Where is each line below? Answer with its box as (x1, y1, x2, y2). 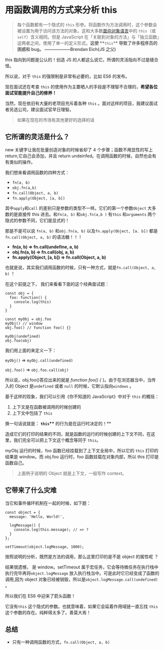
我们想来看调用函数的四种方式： (5, 169, 70, 175)
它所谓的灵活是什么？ (5, 133, 70, 141)
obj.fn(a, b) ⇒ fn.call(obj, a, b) (12, 249, 74, 255)
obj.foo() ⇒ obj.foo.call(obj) (5, 367, 69, 373)
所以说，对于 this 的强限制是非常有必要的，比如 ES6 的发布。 (5, 73, 130, 79)
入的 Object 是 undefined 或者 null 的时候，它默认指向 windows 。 (5, 383, 134, 389)
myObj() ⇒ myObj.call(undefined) (5, 357, 73, 363)
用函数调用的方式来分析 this (5, 4, 117, 16)
